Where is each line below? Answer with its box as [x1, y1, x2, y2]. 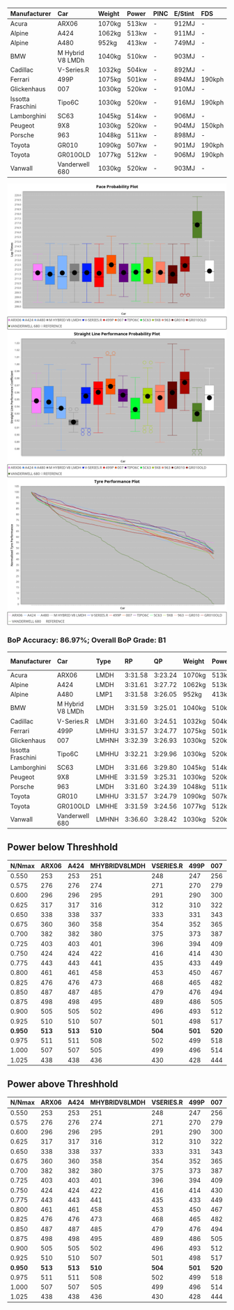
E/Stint [173, 9, 195, 17]
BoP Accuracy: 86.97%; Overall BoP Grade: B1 [7, 635, 166, 645]
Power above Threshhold [7, 1078, 118, 1090]
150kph [201, 121, 224, 130]
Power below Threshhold [7, 841, 118, 853]
